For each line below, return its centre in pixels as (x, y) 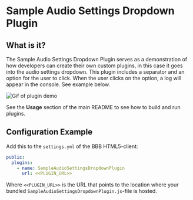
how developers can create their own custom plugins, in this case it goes (95, 65)
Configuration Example (49, 132)
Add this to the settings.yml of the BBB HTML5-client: (72, 146)
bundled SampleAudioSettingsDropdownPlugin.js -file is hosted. (81, 191)
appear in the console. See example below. (58, 84)
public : (16, 157)
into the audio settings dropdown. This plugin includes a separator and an (95, 72)
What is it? (26, 45)
